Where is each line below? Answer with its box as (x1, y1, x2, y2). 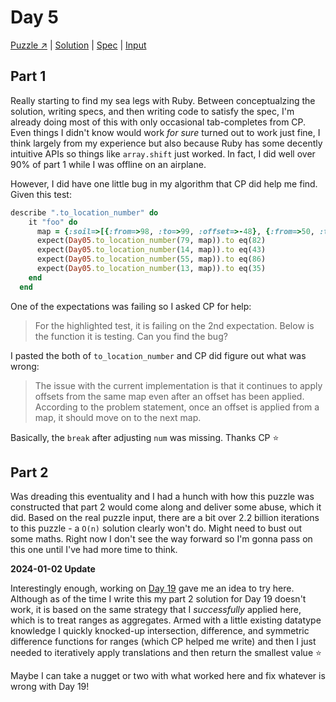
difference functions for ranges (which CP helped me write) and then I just (10, 636, 317, 648)
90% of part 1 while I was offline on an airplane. (10, 158, 207, 170)
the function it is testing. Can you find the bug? (34, 330, 228, 342)
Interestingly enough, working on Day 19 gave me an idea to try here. (10, 582, 295, 595)
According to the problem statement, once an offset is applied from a (34, 401, 320, 413)
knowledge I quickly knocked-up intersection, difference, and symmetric (10, 625, 310, 637)
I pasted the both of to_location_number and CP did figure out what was (10, 349, 307, 361)
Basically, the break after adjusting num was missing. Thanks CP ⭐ (10, 431, 280, 443)
